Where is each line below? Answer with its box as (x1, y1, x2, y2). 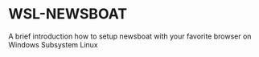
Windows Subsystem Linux (8, 39, 98, 49)
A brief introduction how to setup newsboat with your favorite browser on (8, 31, 252, 41)
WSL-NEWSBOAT (8, 5, 127, 23)
